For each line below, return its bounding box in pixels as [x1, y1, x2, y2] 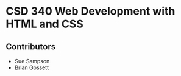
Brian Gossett [14, 64, 49, 71]
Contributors [5, 41, 56, 52]
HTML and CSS [5, 17, 83, 31]
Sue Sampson [14, 58, 50, 64]
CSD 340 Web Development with [5, 4, 176, 18]
